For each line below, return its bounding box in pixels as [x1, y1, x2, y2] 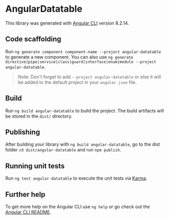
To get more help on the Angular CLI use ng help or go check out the [5, 204, 150, 210]
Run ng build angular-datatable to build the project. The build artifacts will [5, 107, 164, 114]
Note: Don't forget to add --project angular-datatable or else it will [17, 74, 161, 80]
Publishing [5, 127, 40, 136]
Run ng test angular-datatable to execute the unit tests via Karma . [5, 175, 148, 182]
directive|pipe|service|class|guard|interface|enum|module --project [5, 59, 157, 64]
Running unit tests [5, 162, 65, 170]
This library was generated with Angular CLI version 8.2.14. [5, 20, 129, 26]
